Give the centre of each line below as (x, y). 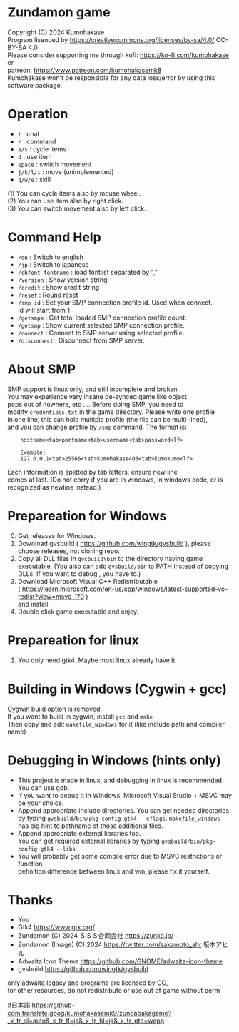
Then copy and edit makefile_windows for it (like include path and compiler (116, 724)
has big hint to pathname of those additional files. (90, 826)
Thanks (30, 900)
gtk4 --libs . (60, 848)
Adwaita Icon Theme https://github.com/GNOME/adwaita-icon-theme (120, 961)
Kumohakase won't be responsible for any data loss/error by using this (111, 77)
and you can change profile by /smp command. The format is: (97, 427)
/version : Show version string (62, 280)
